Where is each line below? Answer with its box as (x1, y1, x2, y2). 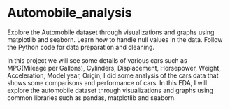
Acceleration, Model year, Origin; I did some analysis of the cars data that (7, 71, 219, 80)
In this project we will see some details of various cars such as (7, 56, 187, 64)
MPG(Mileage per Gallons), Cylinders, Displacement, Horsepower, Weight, (7, 64, 222, 72)
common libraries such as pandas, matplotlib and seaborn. (7, 93, 176, 102)
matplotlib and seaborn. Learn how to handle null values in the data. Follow (7, 35, 223, 43)
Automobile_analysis (7, 5, 132, 21)
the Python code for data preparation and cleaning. (7, 43, 155, 51)
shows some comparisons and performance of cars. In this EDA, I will (7, 78, 208, 87)
